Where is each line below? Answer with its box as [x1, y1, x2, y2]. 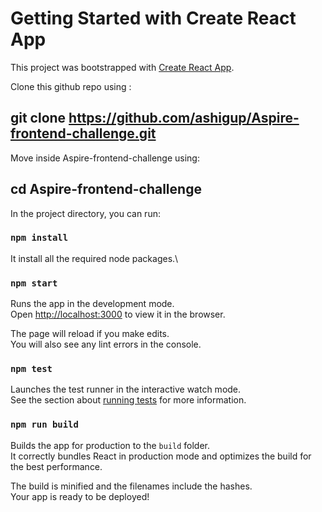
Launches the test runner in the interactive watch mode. [10, 383, 242, 396]
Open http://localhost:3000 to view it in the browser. [10, 308, 226, 321]
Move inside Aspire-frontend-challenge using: [10, 152, 200, 164]
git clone [10, 110, 67, 127]
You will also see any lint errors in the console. [10, 338, 202, 351]
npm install [10, 232, 69, 244]
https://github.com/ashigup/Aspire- [68, 110, 300, 127]
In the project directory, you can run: [10, 207, 161, 219]
